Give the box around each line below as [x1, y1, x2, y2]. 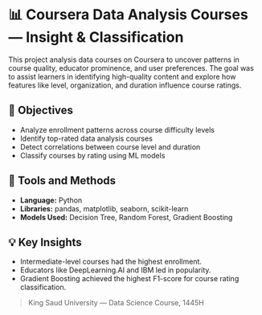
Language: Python [19, 195, 83, 205]
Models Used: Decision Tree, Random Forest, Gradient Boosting [19, 212, 233, 222]
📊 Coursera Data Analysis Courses [8, 6, 249, 24]
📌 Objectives [8, 104, 74, 117]
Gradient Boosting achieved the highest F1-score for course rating [19, 274, 239, 284]
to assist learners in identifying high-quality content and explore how [8, 72, 236, 81]
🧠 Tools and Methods [8, 174, 117, 188]
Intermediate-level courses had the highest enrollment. [19, 257, 203, 267]
